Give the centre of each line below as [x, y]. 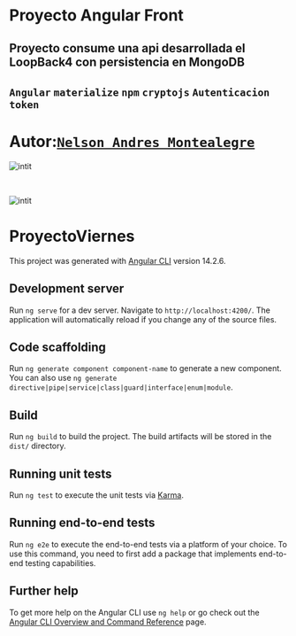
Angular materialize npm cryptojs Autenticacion [140, 92]
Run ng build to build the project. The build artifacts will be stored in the [140, 437]
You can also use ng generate [63, 378]
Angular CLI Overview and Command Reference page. [108, 622]
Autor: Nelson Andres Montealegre [132, 142]
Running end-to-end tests [82, 523]
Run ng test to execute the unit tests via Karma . [96, 495]
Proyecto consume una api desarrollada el [127, 48]
